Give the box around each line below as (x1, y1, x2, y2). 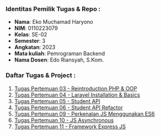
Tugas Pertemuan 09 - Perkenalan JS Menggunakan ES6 (14, 110, 155, 118)
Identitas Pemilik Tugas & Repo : (5, 5, 101, 13)
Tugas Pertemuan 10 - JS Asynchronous (14, 116, 114, 123)
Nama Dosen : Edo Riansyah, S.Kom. (14, 56, 104, 64)
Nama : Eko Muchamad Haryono (14, 18, 93, 26)
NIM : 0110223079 (14, 24, 58, 32)
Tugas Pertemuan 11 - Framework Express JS (14, 123, 126, 130)
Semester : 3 (14, 38, 45, 45)
